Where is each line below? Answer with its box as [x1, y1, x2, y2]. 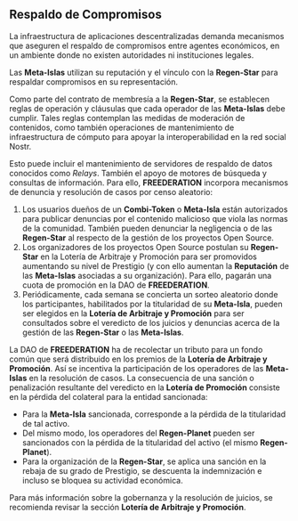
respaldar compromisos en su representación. [9, 76, 178, 87]
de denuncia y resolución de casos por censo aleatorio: [9, 186, 213, 197]
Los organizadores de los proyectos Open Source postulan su [21, 241, 249, 252]
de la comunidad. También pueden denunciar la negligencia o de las [21, 223, 273, 233]
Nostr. [9, 141, 32, 151]
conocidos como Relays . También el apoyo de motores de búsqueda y [9, 167, 267, 178]
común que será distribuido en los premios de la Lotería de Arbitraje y [9, 354, 269, 364]
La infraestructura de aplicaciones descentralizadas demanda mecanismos [9, 30, 285, 41]
